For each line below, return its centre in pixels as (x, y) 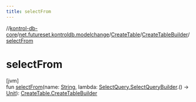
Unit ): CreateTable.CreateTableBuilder (52, 93)
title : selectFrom (29, 11)
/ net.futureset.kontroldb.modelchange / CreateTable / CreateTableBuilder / (103, 34)
